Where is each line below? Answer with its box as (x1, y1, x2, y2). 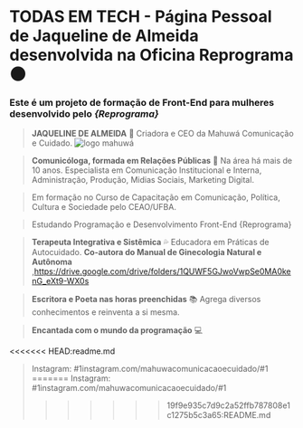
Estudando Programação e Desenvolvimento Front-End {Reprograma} (31, 219, 292, 230)
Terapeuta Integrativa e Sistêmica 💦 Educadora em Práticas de (31, 237, 270, 248)
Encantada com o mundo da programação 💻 (31, 325, 204, 336)
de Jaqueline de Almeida (9, 25, 199, 46)
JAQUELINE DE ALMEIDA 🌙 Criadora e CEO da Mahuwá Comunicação (31, 128, 294, 139)
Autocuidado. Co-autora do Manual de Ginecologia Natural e (31, 247, 262, 258)
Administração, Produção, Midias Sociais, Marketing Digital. (31, 175, 255, 185)
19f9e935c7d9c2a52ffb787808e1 (166, 400, 291, 411)
